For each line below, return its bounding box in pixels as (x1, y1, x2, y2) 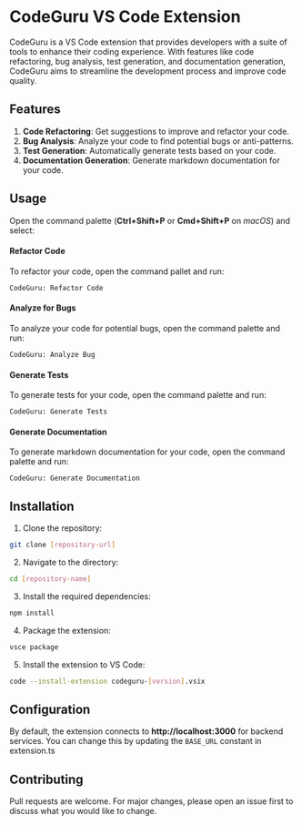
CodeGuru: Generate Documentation (9, 474, 141, 484)
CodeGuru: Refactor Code (9, 283, 104, 292)
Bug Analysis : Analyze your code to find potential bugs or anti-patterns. (22, 135, 294, 147)
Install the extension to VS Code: (22, 658, 146, 670)
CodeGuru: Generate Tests (9, 407, 107, 416)
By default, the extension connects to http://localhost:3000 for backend (9, 726, 284, 737)
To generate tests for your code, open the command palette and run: (9, 390, 267, 401)
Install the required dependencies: (22, 590, 152, 602)
